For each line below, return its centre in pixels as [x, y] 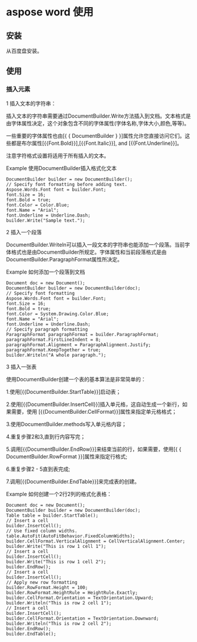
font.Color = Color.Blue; [38, 205]
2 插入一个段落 [24, 232]
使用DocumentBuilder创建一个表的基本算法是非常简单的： [76, 379]
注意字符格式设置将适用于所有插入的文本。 [58, 155]
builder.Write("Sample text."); [46, 220]
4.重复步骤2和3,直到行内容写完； [46, 437]
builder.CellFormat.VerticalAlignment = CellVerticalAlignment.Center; [96, 541]
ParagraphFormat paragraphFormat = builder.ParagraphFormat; [83, 334]
